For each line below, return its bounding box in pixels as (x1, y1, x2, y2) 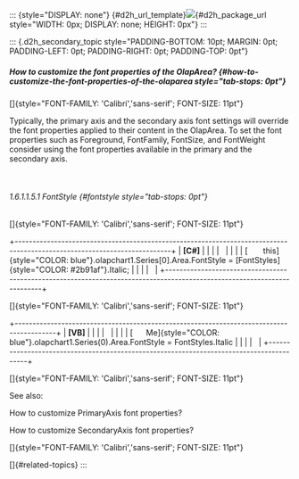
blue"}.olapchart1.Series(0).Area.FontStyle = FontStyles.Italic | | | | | (9, 337, 262, 348)
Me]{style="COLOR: (145, 327, 220, 338)
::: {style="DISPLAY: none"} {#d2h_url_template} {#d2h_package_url (9, 10, 267, 20)
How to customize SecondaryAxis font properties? (9, 425, 195, 436)
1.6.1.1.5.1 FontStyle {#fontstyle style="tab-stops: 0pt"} (9, 191, 208, 202)
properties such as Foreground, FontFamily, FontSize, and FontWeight (9, 134, 266, 145)
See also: (9, 391, 44, 401)
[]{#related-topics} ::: (9, 459, 87, 470)
